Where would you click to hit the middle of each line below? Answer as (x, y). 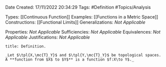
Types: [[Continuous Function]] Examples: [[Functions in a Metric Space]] (82, 17)
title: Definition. (26, 46)
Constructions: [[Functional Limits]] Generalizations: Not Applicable (75, 22)
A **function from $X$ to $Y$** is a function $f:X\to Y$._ (70, 59)
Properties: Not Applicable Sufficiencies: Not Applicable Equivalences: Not (83, 32)
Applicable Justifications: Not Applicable (48, 37)
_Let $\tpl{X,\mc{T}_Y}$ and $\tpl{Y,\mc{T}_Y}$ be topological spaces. (83, 55)
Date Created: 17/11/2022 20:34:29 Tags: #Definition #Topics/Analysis (78, 7)
